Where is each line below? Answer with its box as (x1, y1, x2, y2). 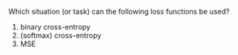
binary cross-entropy (19, 22, 91, 31)
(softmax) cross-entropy (19, 31, 102, 40)
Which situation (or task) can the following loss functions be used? (8, 7, 230, 16)
